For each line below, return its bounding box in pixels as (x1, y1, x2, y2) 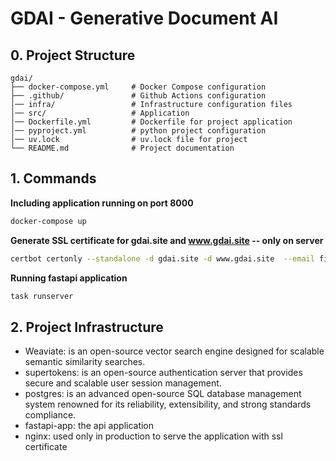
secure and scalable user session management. (24, 377, 222, 389)
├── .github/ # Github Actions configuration (10, 91, 267, 101)
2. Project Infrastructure (10, 318, 164, 336)
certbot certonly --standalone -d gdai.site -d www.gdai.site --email (10, 253, 315, 264)
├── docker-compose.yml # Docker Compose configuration (10, 82, 267, 92)
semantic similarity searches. (24, 356, 146, 368)
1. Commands (10, 170, 97, 187)
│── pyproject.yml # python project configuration (10, 126, 267, 136)
